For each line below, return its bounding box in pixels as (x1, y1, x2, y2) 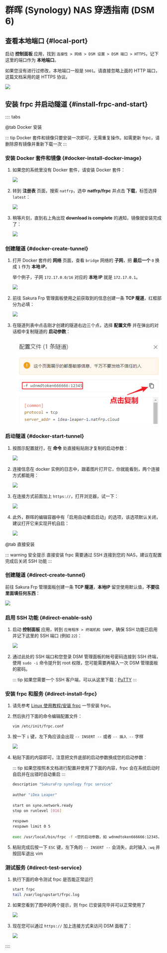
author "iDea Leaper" (12, 792, 57, 798)
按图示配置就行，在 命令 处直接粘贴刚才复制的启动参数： (12, 445, 128, 451)
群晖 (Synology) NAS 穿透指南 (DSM (5, 4, 155, 16)
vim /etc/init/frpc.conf (12, 724, 64, 729)
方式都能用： (12, 472, 39, 478)
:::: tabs (5, 113, 21, 120)
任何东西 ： (18, 590, 40, 596)
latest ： (12, 194, 31, 200)
